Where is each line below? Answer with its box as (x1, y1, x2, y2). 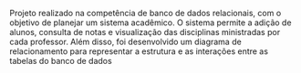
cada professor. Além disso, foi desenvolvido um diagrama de (9, 36, 242, 47)
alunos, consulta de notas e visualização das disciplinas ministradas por (9, 27, 281, 37)
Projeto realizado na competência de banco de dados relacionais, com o (9, 8, 282, 18)
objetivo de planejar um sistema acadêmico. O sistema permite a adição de (9, 17, 292, 28)
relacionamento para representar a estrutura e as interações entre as (9, 46, 269, 57)
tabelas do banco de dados (9, 56, 112, 66)
